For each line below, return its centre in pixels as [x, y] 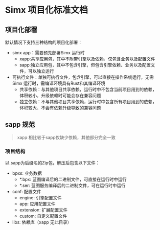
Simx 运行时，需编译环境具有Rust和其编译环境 [59, 83]
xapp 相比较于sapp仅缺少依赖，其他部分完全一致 [66, 137]
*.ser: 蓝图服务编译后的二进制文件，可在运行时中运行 [72, 185]
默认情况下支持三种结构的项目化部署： [44, 42]
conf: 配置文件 [27, 192]
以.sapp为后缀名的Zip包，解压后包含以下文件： [53, 163]
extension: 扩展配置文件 [43, 210]
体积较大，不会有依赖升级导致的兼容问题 [60, 108]
